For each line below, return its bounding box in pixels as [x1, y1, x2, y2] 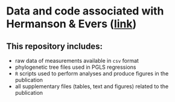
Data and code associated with [6, 4, 164, 18]
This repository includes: [6, 41, 103, 51]
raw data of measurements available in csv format [14, 57, 139, 64]
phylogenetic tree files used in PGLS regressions [14, 63, 136, 71]
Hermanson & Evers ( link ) [6, 17, 137, 31]
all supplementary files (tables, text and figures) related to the [14, 83, 169, 90]
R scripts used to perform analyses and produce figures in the [14, 70, 169, 77]
